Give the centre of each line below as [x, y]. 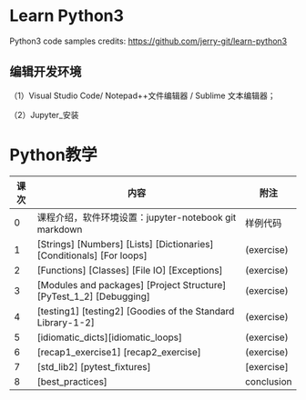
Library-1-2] [66, 322]
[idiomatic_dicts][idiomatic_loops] [110, 337]
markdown [60, 229]
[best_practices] [72, 381]
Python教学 [53, 155]
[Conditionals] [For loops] [92, 255]
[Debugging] [122, 296]
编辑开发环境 [46, 72]
